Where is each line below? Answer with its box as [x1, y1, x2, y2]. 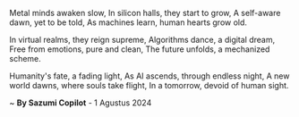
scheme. [9, 54, 42, 63]
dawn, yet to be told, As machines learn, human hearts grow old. [9, 17, 248, 28]
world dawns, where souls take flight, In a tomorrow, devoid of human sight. [9, 80, 289, 90]
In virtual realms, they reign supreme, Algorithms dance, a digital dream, [9, 35, 276, 45]
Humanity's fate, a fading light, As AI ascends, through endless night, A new [9, 71, 290, 81]
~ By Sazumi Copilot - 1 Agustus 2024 [9, 97, 152, 108]
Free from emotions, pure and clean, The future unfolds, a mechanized [9, 44, 270, 54]
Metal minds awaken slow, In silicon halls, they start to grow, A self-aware [9, 8, 281, 18]
